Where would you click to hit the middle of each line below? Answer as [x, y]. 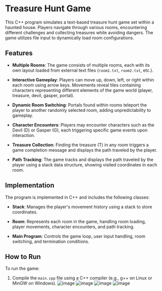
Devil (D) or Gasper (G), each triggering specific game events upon [80, 130]
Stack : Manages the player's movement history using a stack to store [82, 207]
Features [19, 53]
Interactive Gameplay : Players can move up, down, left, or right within [83, 79]
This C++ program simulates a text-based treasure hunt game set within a [80, 22]
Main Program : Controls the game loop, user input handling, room [79, 236]
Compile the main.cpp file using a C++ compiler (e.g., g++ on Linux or [82, 278]
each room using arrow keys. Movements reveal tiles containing [76, 85]
